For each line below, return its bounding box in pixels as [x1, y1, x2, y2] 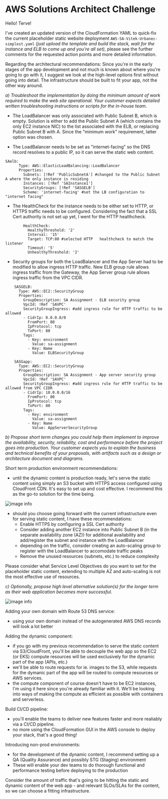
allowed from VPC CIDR [5, 385, 53, 390]
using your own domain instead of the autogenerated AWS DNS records [12, 618, 161, 624]
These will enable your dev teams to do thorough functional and [12, 762, 145, 768]
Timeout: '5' [27, 245, 55, 250]
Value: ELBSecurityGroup [32, 350, 84, 355]
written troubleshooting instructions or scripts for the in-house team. [5, 103, 147, 109]
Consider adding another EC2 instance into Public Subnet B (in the [20, 526, 157, 532]
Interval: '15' [27, 232, 59, 237]
